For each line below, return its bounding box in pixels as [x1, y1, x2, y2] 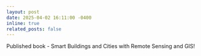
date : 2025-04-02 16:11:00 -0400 [6, 15, 92, 21]
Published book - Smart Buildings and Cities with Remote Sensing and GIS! [6, 43, 195, 50]
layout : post [6, 9, 40, 15]
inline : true [6, 20, 40, 26]
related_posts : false [6, 26, 62, 32]
